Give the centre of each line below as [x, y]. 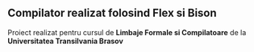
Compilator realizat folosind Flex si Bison [112, 13]
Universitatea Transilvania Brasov [66, 41]
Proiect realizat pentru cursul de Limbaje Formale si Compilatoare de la [127, 32]
